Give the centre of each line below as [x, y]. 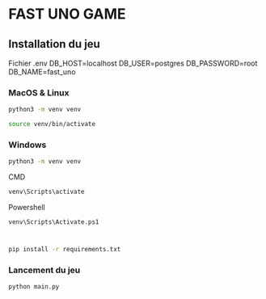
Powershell [27, 208]
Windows [27, 145]
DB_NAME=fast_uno [42, 72]
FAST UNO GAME [67, 14]
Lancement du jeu [44, 270]
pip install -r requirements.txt [65, 250]
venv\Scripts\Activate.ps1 [54, 222]
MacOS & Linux [39, 92]
